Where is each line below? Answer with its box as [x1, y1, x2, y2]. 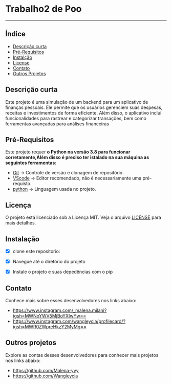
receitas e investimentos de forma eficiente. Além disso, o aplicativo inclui [5, 109, 162, 116]
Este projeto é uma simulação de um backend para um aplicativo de [5, 99, 148, 105]
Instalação [5, 235, 40, 243]
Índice [5, 30, 26, 38]
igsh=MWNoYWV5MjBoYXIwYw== [12, 313, 87, 319]
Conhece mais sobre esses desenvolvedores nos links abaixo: [5, 298, 137, 303]
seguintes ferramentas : [5, 160, 56, 166]
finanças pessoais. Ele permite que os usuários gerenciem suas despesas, [5, 104, 163, 110]
